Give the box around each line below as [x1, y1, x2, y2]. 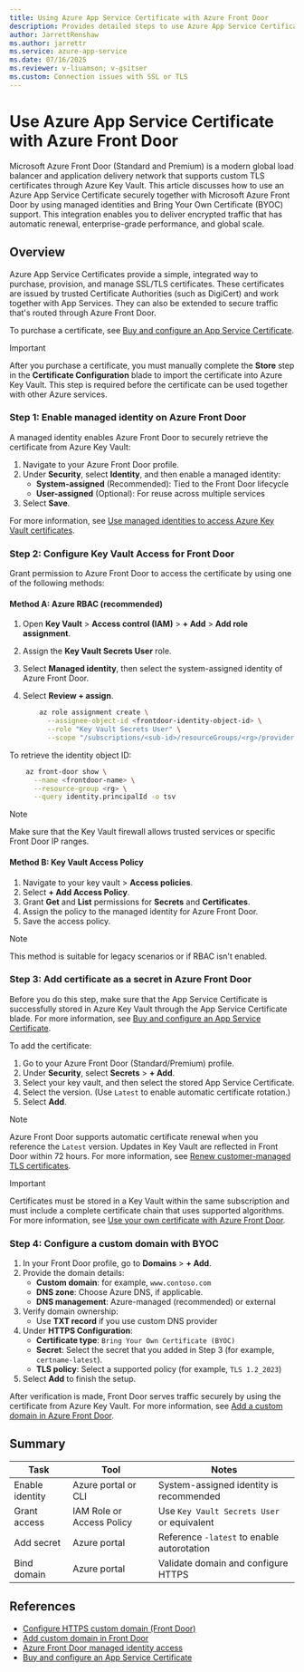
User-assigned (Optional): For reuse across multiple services [35, 488, 265, 498]
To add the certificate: [9, 1039, 92, 1051]
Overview [9, 245, 66, 260]
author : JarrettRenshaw [9, 30, 100, 39]
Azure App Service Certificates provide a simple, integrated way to [9, 268, 259, 279]
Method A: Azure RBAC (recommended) [9, 598, 163, 609]
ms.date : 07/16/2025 [9, 55, 88, 64]
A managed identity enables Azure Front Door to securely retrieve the [9, 431, 269, 442]
